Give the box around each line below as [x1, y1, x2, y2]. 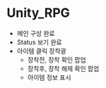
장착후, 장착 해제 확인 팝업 [27, 64, 100, 73]
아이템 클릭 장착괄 [16, 46, 66, 55]
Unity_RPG [6, 5, 70, 21]
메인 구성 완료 [16, 29, 55, 37]
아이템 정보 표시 [27, 73, 71, 82]
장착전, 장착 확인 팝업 [27, 55, 86, 64]
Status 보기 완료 [16, 37, 62, 46]
